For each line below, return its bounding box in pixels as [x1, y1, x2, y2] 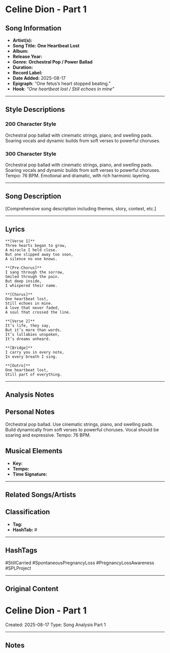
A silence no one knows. [5, 256, 58, 261]
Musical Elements [5, 447, 63, 455]
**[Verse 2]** [5, 319, 35, 324]
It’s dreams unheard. [5, 336, 51, 341]
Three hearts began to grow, [5, 243, 67, 248]
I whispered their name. [5, 283, 58, 288]
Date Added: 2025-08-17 [12, 75, 66, 81]
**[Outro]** [5, 363, 30, 368]
